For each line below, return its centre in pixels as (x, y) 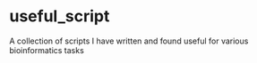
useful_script (60, 16)
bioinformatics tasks (47, 50)
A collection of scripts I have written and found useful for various (129, 41)
